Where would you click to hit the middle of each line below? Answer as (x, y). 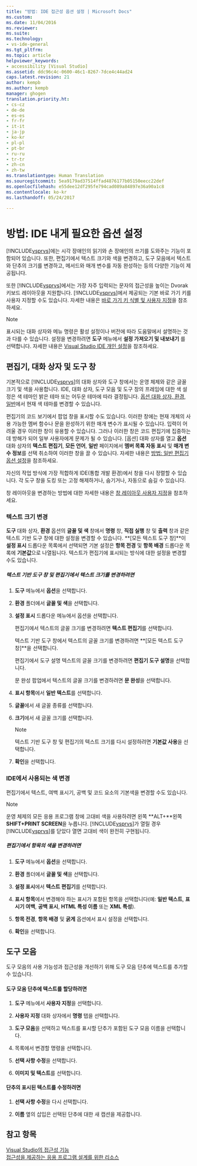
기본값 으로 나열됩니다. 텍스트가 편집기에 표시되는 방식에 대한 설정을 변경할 (102, 553)
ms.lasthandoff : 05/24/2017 (41, 198)
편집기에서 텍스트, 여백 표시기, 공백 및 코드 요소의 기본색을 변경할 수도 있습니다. (97, 792)
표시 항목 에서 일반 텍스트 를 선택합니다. (59, 693)
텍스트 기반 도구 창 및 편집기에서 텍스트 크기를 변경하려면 (70, 575)
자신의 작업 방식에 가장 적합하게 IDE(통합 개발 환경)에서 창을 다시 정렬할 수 (91, 473)
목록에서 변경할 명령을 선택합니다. (53, 1048)
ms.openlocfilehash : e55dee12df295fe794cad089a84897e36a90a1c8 (85, 186)
